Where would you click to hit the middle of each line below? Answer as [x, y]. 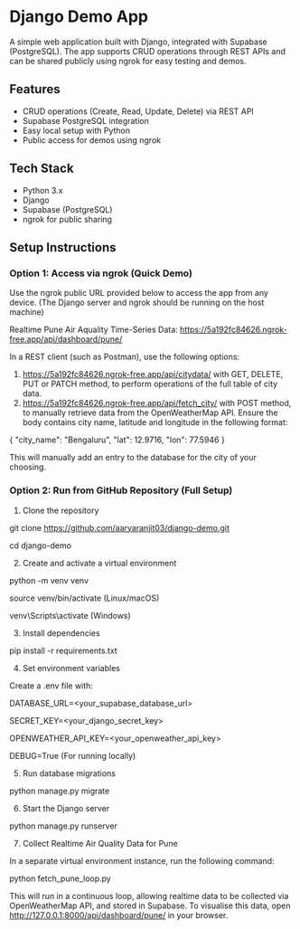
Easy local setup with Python [76, 130]
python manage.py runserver [63, 826]
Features [35, 89]
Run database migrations [69, 773]
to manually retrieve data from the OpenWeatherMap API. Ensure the [150, 412]
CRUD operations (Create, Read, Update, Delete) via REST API [138, 111]
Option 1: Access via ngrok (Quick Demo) [101, 273]
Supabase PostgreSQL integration [85, 120]
